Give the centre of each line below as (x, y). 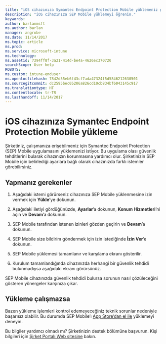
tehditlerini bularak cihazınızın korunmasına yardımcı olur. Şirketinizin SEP (80, 156)
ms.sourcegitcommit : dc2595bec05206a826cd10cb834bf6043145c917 (72, 83)
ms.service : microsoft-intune (36, 51)
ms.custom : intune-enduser (33, 74)
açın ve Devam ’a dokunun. (39, 214)
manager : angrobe (23, 33)
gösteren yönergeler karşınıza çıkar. (41, 283)
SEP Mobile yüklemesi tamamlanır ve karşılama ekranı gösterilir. (77, 254)
